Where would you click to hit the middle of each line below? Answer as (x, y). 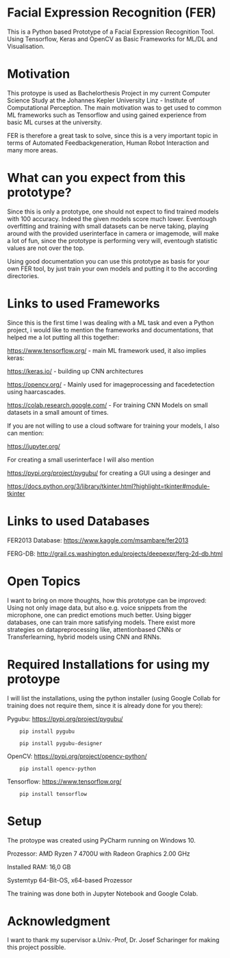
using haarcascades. (37, 391)
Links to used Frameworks (84, 304)
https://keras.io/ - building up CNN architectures (75, 371)
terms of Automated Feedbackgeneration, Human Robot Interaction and (108, 143)
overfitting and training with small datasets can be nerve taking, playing (108, 226)
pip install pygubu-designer (61, 743)
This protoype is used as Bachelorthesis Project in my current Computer (109, 93)
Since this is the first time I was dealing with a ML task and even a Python (111, 322)
